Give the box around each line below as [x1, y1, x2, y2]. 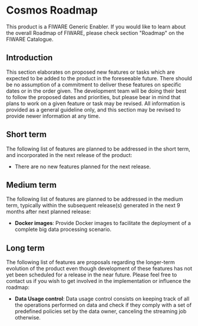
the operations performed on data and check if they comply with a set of [14, 302, 192, 309]
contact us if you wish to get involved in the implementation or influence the [6, 278, 191, 285]
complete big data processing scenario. [14, 226, 112, 233]
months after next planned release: [6, 208, 92, 216]
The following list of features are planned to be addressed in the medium [6, 195, 183, 203]
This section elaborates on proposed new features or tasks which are [6, 69, 176, 76]
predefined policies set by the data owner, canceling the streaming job [14, 308, 187, 315]
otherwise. [14, 314, 41, 321]
